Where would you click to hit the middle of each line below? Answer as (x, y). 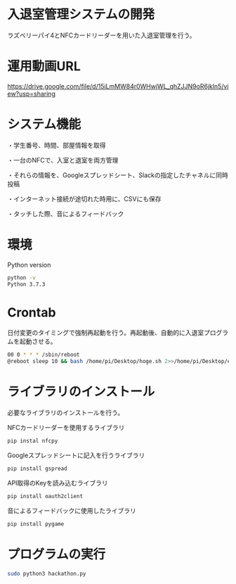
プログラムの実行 (57, 554)
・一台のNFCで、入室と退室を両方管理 (63, 160)
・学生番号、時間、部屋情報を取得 (57, 145)
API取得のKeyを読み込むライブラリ (58, 483)
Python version (29, 265)
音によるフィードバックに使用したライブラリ (72, 510)
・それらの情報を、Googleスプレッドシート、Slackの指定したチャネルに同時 (118, 175)
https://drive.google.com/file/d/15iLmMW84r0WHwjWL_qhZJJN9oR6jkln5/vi (118, 86)
